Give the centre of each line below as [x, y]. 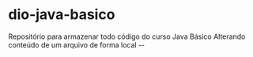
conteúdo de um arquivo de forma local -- [77, 44]
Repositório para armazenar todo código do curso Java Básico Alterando [127, 36]
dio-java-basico [62, 15]
